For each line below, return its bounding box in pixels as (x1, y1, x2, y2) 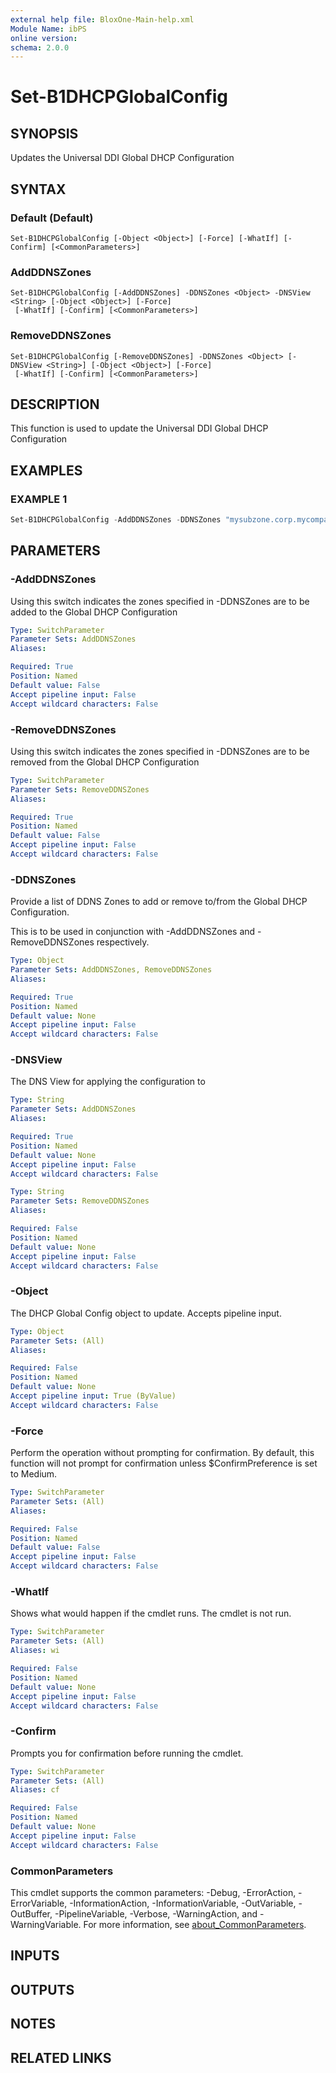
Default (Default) (10, 211, 94, 225)
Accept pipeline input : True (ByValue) (10, 1391, 177, 1401)
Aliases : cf (10, 1785, 60, 1795)
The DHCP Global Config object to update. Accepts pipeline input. (10, 1307, 282, 1319)
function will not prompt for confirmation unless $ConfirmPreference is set (10, 1457, 318, 1470)
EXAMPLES (10, 462, 83, 479)
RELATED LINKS (10, 2049, 112, 2066)
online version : (10, 33, 78, 43)
